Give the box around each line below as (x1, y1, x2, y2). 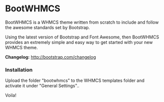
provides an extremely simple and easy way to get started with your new (5, 39, 153, 45)
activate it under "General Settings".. (5, 83, 80, 89)
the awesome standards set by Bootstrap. (5, 24, 90, 30)
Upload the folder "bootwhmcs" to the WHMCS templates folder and (5, 77, 145, 84)
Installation (5, 66, 33, 73)
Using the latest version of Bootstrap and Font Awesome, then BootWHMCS (5, 34, 160, 40)
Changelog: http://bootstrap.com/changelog (5, 54, 96, 60)
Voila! (5, 92, 17, 99)
